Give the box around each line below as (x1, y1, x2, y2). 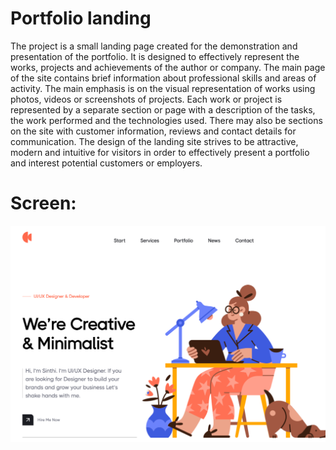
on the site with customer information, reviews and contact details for (10, 125, 297, 137)
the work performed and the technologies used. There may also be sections (10, 114, 323, 126)
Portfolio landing (10, 7, 152, 30)
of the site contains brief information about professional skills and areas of (10, 72, 317, 84)
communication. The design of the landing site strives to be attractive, (10, 135, 299, 147)
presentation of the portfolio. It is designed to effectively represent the (10, 50, 300, 62)
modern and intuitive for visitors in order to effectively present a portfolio (10, 146, 310, 158)
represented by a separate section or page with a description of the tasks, (10, 103, 316, 116)
